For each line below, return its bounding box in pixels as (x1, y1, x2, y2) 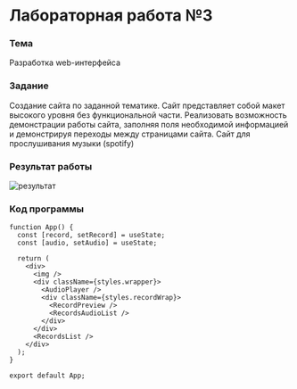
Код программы (9, 203, 85, 215)
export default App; (9, 371, 87, 380)
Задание (9, 79, 49, 92)
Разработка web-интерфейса (9, 57, 121, 68)
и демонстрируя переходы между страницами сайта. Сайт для (9, 128, 251, 139)
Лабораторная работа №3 (9, 5, 213, 26)
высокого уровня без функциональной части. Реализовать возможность (9, 109, 287, 120)
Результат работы (9, 160, 93, 172)
